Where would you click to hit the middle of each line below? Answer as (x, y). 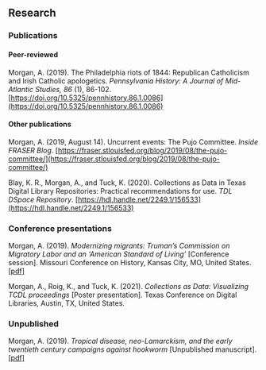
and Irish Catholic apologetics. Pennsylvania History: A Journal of (116, 81)
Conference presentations (60, 228)
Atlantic (21, 89)
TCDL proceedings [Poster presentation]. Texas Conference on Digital (123, 295)
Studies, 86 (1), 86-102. (73, 89)
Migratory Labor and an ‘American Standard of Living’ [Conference (119, 254)
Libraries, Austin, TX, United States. (67, 303)
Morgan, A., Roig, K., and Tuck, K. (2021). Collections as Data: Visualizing (128, 287)
